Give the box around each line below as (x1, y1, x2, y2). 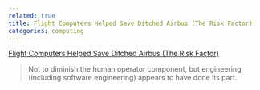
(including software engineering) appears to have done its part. (27, 73, 238, 83)
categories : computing (8, 27, 84, 35)
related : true (8, 11, 56, 20)
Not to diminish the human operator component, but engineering (27, 64, 242, 74)
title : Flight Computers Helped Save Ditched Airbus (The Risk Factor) (8, 19, 253, 27)
